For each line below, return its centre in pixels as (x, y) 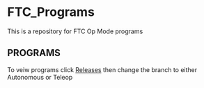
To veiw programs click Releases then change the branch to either (102, 69)
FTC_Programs (51, 12)
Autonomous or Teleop (40, 77)
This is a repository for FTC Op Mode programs (75, 31)
